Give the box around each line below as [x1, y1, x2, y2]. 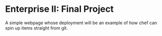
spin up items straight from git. [5, 25, 68, 31]
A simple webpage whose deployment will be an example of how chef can [5, 20, 158, 26]
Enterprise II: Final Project [5, 3, 114, 15]
